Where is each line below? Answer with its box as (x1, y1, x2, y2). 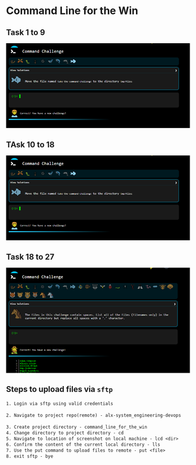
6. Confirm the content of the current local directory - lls (6, 442, 160, 447)
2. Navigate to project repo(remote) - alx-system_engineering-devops (6, 412, 181, 418)
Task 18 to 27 (6, 252, 55, 261)
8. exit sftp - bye (6, 453, 54, 459)
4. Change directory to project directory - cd (6, 430, 124, 436)
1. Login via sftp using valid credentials (6, 401, 114, 407)
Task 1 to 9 (6, 27, 45, 37)
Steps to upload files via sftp (6, 384, 113, 394)
